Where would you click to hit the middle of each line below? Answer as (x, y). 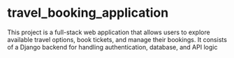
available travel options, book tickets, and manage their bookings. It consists (117, 39)
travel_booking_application (88, 13)
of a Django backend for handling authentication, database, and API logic (112, 47)
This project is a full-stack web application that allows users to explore (109, 32)
